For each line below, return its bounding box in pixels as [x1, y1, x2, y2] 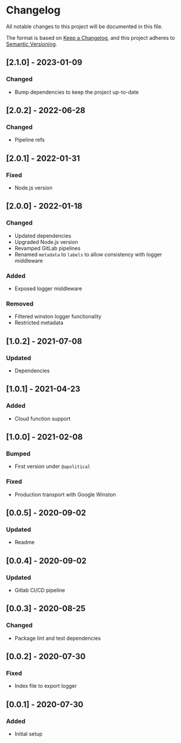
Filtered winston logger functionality [14, 313, 102, 320]
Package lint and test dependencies [14, 635, 101, 642]
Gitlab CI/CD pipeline [14, 587, 65, 594]
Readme [14, 539, 35, 546]
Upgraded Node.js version [14, 238, 78, 245]
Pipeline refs [14, 136, 45, 144]
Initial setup [14, 731, 43, 738]
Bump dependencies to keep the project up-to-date [14, 89, 139, 96]
